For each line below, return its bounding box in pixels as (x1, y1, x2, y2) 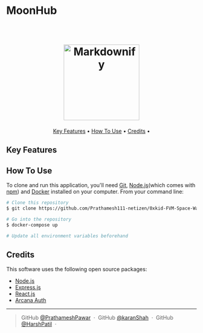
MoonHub (6, 4, 57, 18)
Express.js (14, 284, 41, 291)
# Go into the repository (6, 216, 71, 222)
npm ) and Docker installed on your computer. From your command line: (6, 188, 184, 196)
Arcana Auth (14, 297, 47, 304)
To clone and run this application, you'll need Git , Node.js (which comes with (6, 182, 196, 189)
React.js (14, 290, 36, 297)
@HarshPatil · (21, 320, 57, 328)
